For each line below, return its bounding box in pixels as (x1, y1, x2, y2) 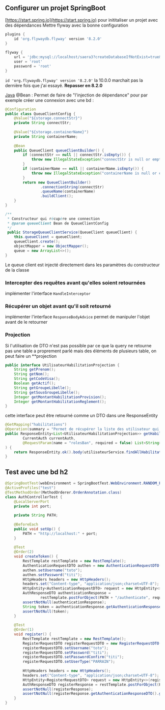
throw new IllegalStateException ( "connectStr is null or (31, 157, 151, 162)
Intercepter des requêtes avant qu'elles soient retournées (5, 279, 146, 286)
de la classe (5, 267, 29, 273)
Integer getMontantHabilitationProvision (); (14, 395, 107, 400)
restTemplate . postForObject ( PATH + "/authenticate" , (40, 595, 151, 600)
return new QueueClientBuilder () (23, 180, 91, 185)
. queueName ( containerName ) (40, 189, 96, 194)
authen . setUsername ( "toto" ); (23, 568, 82, 573)
